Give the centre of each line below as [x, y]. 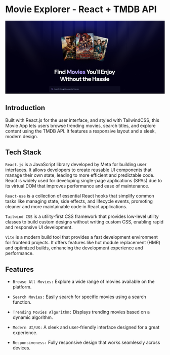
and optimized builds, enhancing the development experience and [74, 248]
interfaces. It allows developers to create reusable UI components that [78, 170]
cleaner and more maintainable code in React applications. [66, 207]
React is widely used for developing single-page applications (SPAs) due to [84, 181]
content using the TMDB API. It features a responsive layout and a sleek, [81, 131]
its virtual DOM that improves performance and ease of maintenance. [77, 186]
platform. [22, 287]
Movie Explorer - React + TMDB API [81, 9]
